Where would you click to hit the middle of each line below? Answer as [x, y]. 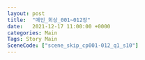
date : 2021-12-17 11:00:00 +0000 [59, 26]
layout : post [26, 13]
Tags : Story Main [32, 39]
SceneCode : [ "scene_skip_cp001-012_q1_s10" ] [73, 46]
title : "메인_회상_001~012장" [49, 20]
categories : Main [32, 33]
